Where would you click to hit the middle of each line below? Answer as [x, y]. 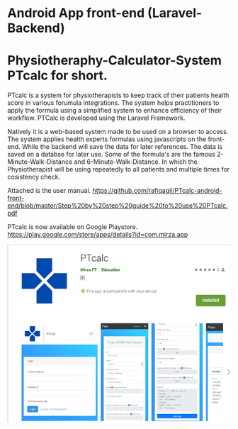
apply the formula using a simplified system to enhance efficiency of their [114, 111]
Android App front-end [76, 13]
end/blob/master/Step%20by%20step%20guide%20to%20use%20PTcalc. [118, 206]
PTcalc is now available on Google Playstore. [73, 227]
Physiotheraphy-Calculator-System [114, 61]
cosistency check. [34, 177]
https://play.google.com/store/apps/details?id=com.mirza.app [98, 235]
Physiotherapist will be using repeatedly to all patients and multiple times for [119, 169]
